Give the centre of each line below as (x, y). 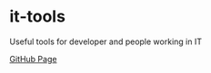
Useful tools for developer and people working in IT (106, 41)
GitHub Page (33, 59)
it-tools (38, 17)
